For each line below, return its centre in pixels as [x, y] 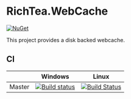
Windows [55, 76]
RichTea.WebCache [57, 11]
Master [19, 87]
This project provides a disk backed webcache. [65, 40]
